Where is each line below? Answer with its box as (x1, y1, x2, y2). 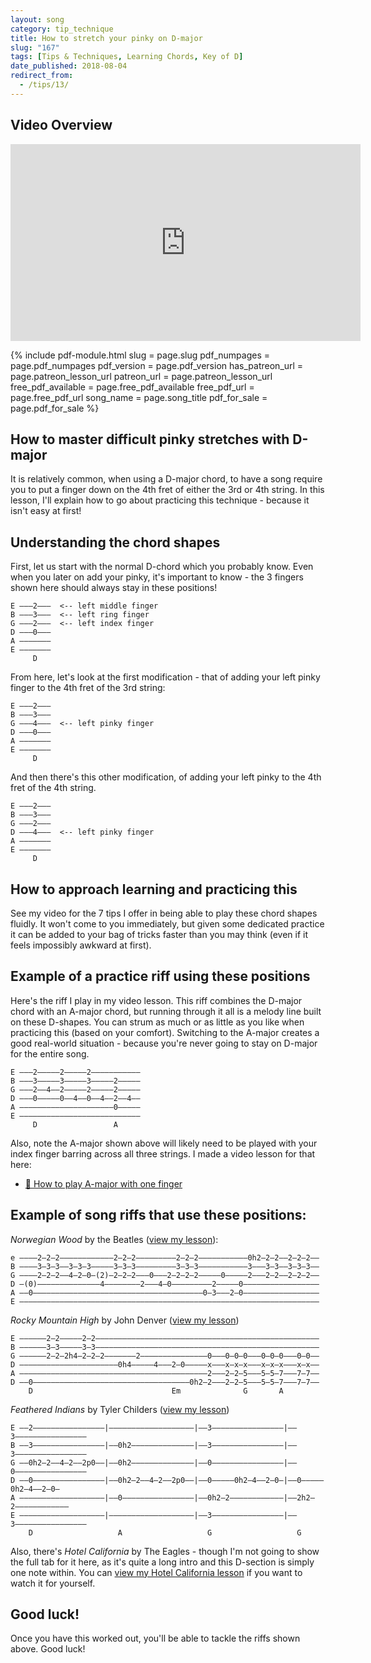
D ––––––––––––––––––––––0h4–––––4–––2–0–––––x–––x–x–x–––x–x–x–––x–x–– (10, 1359, 320, 1370)
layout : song (10, 14, 65, 25)
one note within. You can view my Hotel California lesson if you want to (10, 1566, 303, 1578)
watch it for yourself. (10, 1577, 96, 1589)
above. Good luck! (10, 1643, 86, 1655)
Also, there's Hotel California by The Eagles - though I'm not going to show (10, 1545, 320, 1557)
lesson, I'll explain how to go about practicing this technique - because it (10, 494, 310, 506)
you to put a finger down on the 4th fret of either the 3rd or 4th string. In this (10, 484, 325, 496)
